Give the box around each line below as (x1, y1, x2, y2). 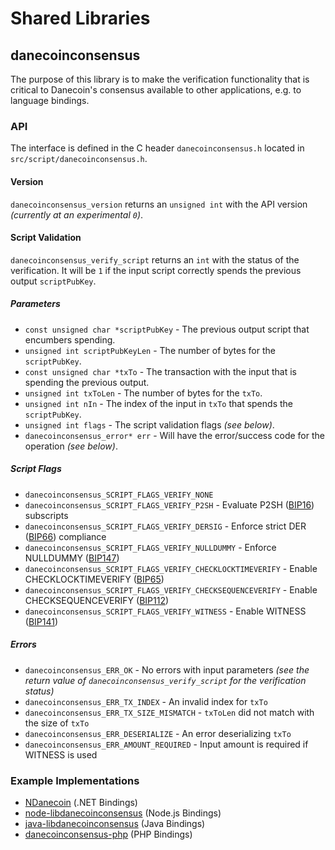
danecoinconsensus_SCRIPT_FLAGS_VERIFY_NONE (24, 490, 214, 500)
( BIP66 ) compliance (24, 530, 107, 542)
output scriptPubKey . (10, 275, 97, 287)
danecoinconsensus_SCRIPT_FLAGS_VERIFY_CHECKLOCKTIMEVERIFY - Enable (24, 562, 318, 574)
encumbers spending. (24, 333, 116, 346)
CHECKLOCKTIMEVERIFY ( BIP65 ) (24, 573, 165, 585)
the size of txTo (24, 717, 90, 729)
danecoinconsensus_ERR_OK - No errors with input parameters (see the (24, 663, 310, 676)
